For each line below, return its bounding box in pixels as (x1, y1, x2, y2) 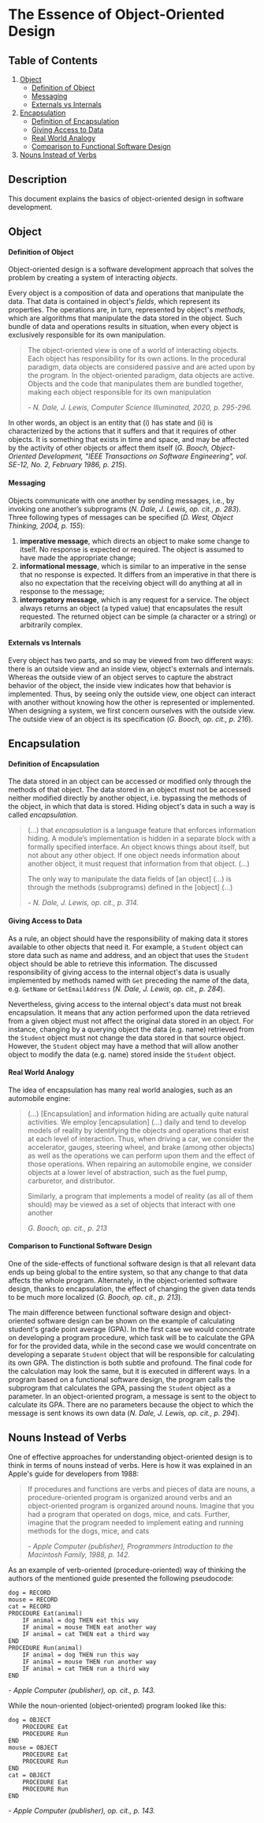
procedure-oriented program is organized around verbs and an (27, 1492, 232, 1502)
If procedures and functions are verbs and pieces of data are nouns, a (27, 1484, 255, 1493)
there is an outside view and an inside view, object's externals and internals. (8, 664, 255, 673)
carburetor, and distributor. (27, 1176, 116, 1185)
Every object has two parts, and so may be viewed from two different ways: (8, 655, 254, 664)
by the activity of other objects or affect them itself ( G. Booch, (8, 444, 210, 453)
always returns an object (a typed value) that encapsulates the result (19, 603, 243, 612)
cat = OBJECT (8, 1771, 51, 1779)
